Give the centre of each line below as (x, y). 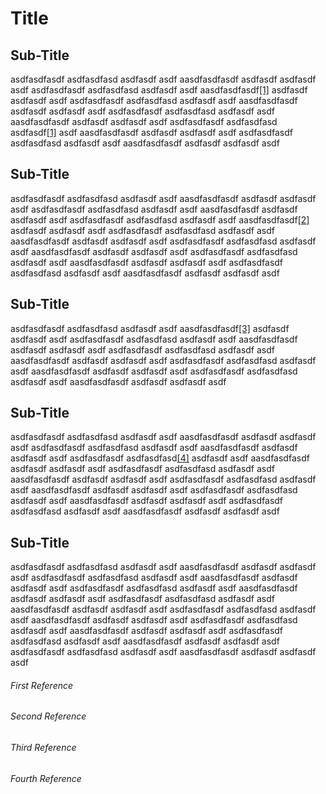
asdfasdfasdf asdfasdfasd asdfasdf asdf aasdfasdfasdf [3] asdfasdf (150, 328)
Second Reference (48, 716)
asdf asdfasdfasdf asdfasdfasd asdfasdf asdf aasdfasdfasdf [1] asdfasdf (159, 90)
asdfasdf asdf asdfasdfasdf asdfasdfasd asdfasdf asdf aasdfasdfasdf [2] (160, 219)
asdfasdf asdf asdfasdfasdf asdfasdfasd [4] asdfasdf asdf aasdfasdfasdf (160, 458)
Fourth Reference (46, 778)
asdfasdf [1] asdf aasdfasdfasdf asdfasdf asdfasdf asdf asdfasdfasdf (151, 132)
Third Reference (43, 748)
